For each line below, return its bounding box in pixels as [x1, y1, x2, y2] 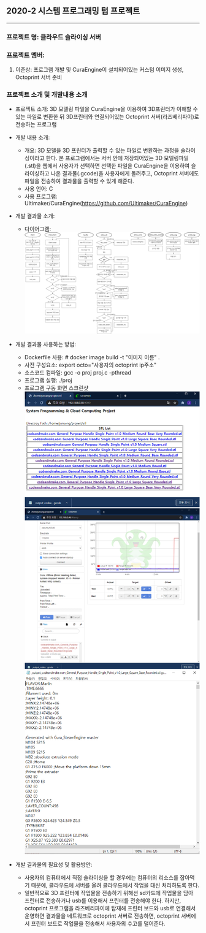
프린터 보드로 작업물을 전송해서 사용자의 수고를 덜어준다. [31, 920, 166, 927]
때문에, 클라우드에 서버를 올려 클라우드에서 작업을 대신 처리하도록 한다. [31, 882, 200, 889]
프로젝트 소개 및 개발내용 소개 [6, 90, 88, 99]
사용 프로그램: [24, 192, 58, 200]
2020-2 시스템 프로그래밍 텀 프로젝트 [6, 6, 140, 17]
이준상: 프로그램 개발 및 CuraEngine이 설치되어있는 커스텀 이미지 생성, [15, 66, 184, 74]
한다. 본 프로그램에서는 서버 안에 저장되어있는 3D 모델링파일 [45, 154, 189, 162]
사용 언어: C [24, 185, 53, 192]
